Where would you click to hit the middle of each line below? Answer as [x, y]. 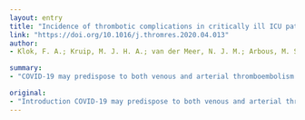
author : [24, 43]
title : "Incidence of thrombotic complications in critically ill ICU [146, 26]
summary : [26, 68]
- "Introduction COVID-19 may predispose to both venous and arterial [146, 101]
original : [28, 93]
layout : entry [36, 18]
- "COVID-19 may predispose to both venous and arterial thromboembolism [152, 77]
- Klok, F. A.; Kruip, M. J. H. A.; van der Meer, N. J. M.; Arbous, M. [150, 52]
